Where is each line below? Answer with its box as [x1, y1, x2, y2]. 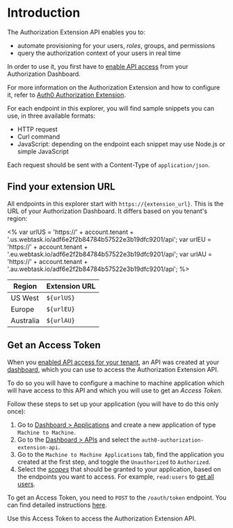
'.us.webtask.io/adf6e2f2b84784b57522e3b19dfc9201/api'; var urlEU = [7, 235, 212, 243]
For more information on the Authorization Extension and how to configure [7, 83, 220, 91]
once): [7, 407, 26, 415]
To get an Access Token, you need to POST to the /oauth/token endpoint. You [7, 493, 227, 502]
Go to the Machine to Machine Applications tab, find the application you [17, 450, 225, 458]
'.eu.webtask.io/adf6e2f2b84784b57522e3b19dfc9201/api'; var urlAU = [7, 249, 213, 258]
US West [10, 293, 40, 302]
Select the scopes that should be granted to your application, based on [17, 465, 221, 473]
